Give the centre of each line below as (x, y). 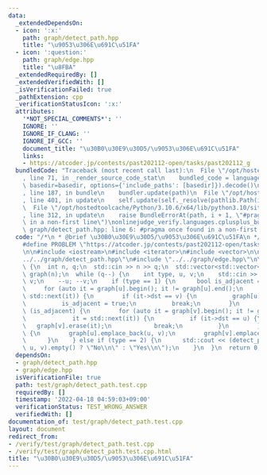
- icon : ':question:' (51, 52)
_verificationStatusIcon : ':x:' (69, 104)
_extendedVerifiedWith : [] (60, 82)
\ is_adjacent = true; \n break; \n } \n (131, 303)
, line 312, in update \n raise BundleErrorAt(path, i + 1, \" (133, 215)
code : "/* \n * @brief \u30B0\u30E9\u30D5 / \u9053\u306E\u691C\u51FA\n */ (138, 237)
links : (33, 156)
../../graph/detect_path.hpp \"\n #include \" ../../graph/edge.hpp (133, 259)
